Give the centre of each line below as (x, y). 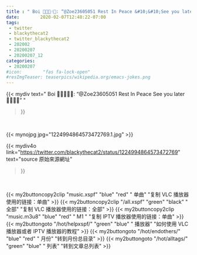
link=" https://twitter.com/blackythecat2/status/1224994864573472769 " (93, 152)
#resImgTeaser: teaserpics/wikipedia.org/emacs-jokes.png (78, 77)
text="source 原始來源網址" (39, 159)
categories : (21, 61)
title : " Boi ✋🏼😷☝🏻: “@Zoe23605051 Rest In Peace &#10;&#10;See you (93, 11)
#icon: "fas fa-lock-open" (48, 72)
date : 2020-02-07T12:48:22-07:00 (56, 17)
